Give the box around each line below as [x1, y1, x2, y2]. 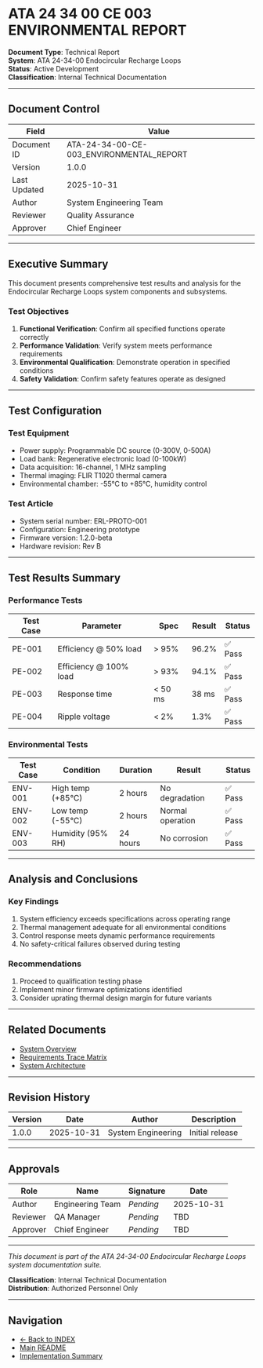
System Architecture [19, 1060, 86, 1070]
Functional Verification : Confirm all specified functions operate [19, 323, 225, 334]
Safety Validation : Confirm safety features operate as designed [19, 374, 225, 383]
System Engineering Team [66, 197, 164, 208]
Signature [128, 1186, 166, 1197]
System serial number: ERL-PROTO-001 [19, 516, 147, 526]
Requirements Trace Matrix [19, 1052, 107, 1062]
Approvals [8, 1162, 60, 1176]
